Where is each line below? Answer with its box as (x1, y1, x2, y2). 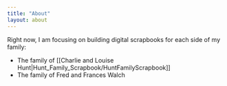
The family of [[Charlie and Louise (17, 56, 114, 64)
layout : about (7, 17, 48, 23)
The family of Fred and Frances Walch (17, 70, 126, 79)
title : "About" (7, 10, 51, 17)
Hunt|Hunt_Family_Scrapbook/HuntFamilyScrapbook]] (17, 63, 171, 72)
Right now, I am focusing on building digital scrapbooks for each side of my (7, 35, 221, 43)
